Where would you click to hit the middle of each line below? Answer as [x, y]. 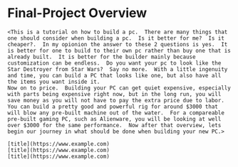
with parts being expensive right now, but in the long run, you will [114, 94]
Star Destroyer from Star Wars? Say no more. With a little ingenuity [118, 69]
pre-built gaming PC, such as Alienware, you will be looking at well [114, 119]
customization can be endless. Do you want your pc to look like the [114, 63]
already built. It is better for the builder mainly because [102, 57]
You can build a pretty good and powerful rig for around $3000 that [113, 107]
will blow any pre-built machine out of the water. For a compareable [116, 113]
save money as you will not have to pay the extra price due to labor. [116, 100]
